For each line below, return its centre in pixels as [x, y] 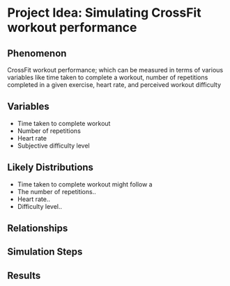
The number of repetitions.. [56, 191]
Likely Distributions [51, 167]
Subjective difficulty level [53, 145]
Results [24, 275]
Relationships [38, 229]
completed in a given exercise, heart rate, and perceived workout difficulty [114, 85]
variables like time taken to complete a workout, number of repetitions [108, 77]
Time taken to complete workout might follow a [85, 184]
